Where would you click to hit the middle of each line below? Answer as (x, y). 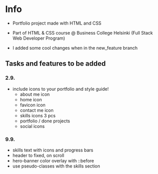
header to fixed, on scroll (38, 155)
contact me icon (37, 110)
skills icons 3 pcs (38, 115)
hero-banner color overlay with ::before (53, 160)
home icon (31, 99)
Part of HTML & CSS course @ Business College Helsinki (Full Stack (83, 33)
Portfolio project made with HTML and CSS (57, 23)
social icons (32, 126)
